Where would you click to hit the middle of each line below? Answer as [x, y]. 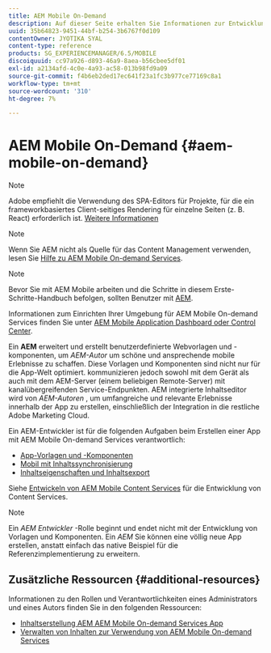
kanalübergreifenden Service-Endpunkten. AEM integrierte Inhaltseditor [128, 390]
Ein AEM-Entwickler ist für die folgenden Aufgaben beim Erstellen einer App [134, 431]
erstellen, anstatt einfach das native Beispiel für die [94, 545]
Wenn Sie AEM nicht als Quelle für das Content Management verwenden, [130, 250]
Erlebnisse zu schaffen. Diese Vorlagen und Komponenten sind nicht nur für [134, 364]
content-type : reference [50, 46]
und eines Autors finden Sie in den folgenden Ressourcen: [105, 607]
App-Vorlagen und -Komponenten [76, 456]
